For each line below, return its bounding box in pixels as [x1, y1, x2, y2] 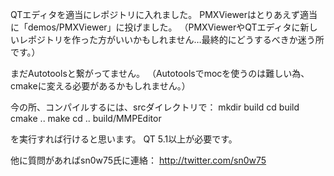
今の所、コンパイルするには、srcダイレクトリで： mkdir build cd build [10, 101, 300, 113]
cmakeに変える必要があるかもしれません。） [10, 80, 191, 92]
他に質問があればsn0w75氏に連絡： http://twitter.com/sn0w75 [10, 154, 267, 166]
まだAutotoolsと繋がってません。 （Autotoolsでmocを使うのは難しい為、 [10, 68, 310, 79]
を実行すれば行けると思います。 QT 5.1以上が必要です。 [10, 133, 238, 145]
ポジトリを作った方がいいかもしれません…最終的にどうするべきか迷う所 [27, 34, 325, 45]
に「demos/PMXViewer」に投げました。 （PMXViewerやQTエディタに [10, 21, 301, 33]
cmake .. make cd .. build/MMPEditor [10, 113, 162, 124]
